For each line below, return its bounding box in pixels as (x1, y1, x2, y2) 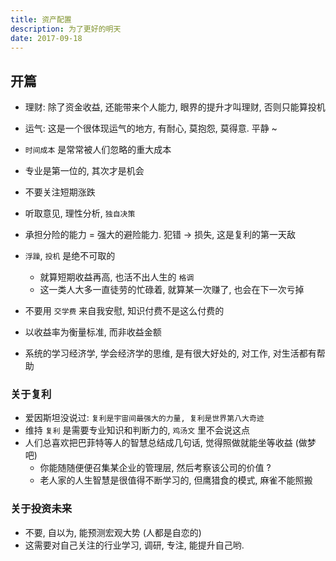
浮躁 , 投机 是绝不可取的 (24, 250, 116, 262)
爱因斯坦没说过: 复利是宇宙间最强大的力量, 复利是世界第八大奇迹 (24, 412, 265, 424)
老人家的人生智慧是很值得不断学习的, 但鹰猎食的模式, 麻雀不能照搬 (39, 474, 313, 486)
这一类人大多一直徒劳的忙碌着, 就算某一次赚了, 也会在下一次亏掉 (39, 284, 305, 296)
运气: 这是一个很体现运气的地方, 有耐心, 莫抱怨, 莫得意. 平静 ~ (24, 122, 278, 135)
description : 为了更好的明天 (10, 24, 122, 34)
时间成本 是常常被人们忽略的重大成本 (24, 144, 172, 156)
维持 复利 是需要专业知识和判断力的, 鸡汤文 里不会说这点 (24, 424, 251, 436)
